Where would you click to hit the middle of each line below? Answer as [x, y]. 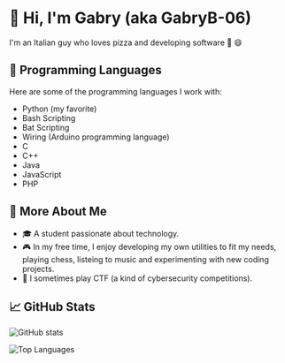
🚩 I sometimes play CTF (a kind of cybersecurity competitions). [137, 278]
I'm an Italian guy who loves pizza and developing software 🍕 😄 [126, 42]
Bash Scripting [49, 117]
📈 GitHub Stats [52, 307]
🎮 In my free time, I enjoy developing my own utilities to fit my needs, [149, 246]
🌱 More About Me [58, 212]
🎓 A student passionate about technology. [100, 233]
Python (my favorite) [59, 109]
